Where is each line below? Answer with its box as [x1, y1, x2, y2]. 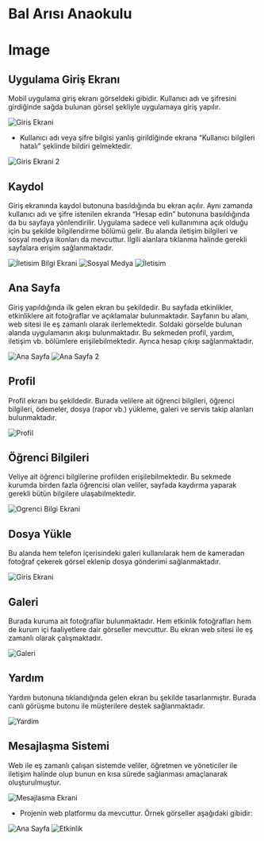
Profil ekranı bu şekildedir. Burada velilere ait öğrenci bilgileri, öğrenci [8, 395, 235, 405]
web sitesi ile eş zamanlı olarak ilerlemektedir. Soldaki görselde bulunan [8, 319, 243, 329]
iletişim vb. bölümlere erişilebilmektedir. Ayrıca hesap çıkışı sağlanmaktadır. [8, 336, 254, 345]
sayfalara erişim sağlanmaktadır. [8, 243, 114, 253]
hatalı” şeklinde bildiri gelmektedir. [19, 141, 132, 151]
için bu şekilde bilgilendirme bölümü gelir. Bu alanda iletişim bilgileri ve [8, 226, 238, 235]
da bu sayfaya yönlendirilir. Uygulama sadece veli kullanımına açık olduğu [8, 218, 248, 227]
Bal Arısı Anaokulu [8, 5, 132, 23]
